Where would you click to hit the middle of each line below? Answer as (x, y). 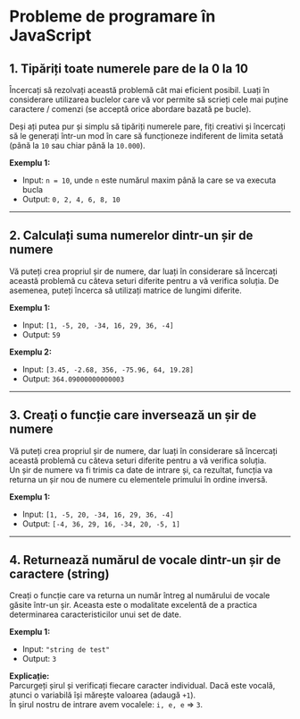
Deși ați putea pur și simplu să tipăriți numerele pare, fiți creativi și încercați (147, 126)
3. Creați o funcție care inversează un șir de (133, 415)
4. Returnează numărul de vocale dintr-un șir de (145, 560)
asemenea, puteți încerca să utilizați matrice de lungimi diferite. (126, 290)
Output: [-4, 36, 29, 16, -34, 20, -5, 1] (101, 523)
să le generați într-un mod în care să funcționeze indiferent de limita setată (146, 136)
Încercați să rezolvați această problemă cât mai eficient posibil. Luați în (140, 90)
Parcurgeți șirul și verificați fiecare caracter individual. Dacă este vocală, (142, 686)
